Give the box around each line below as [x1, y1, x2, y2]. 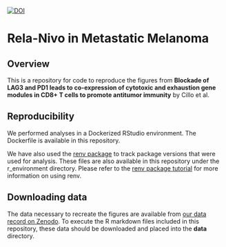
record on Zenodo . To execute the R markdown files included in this [7, 217, 200, 225]
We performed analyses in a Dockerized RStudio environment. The [7, 129, 196, 137]
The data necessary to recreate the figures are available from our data [7, 210, 207, 218]
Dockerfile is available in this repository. [7, 136, 121, 144]
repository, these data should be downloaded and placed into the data [7, 224, 207, 233]
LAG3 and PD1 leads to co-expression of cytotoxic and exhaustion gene [7, 83, 216, 92]
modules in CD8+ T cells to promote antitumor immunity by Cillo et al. [7, 91, 210, 99]
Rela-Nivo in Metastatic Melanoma [7, 31, 209, 46]
